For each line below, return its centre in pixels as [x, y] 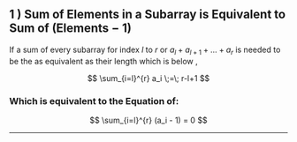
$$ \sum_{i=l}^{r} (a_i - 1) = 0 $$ [148, 120]
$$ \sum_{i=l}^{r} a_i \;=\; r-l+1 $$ [148, 78]
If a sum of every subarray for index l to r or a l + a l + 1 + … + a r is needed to [145, 50]
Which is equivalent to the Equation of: [94, 101]
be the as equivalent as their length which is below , [103, 61]
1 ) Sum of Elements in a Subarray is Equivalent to [147, 15]
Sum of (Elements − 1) [71, 29]
